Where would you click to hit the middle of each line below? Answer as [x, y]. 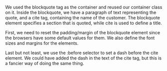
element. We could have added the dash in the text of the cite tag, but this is [83, 58]
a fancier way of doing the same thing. [45, 63]
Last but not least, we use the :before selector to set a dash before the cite [82, 53]
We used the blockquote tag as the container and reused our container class [84, 7]
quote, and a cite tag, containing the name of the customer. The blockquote [83, 18]
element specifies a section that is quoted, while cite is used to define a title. [83, 23]
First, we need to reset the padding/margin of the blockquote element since [83, 33]
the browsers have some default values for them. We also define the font [80, 38]
